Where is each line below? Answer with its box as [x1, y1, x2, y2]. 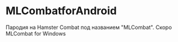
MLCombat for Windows [5, 30, 66, 37]
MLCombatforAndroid [5, 4, 117, 18]
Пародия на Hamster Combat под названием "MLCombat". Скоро [5, 24, 172, 31]
